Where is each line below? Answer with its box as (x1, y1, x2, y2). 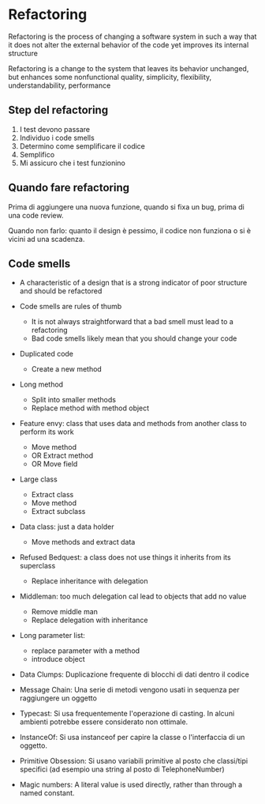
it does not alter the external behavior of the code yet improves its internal (8, 40, 249, 49)
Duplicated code (19, 349, 73, 359)
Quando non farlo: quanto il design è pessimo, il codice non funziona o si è (8, 225, 251, 235)
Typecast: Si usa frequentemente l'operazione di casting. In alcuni (19, 709, 235, 719)
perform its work (19, 427, 74, 436)
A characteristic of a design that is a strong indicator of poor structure (19, 278, 248, 288)
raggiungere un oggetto (19, 693, 97, 703)
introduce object (31, 655, 85, 664)
